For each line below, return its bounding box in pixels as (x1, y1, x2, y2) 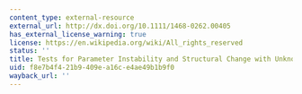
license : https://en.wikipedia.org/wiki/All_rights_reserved (9, 38, 244, 47)
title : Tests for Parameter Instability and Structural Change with (9, 55, 271, 64)
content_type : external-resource (9, 13, 135, 22)
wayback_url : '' (9, 72, 70, 81)
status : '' (9, 47, 50, 56)
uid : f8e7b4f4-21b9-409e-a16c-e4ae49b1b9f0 (9, 64, 175, 73)
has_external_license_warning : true (9, 30, 147, 38)
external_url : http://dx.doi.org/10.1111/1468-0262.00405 (9, 21, 231, 30)
